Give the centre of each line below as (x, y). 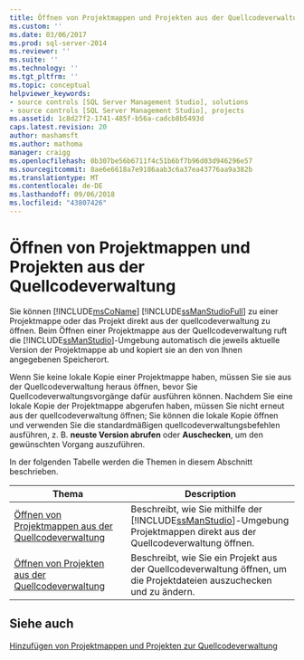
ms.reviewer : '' (40, 52)
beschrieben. (34, 471)
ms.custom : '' (36, 26)
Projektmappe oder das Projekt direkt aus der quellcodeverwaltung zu (140, 320)
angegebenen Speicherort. (60, 359)
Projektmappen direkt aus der (194, 531)
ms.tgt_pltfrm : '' (44, 77)
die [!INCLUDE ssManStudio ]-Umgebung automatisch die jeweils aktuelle (145, 340)
